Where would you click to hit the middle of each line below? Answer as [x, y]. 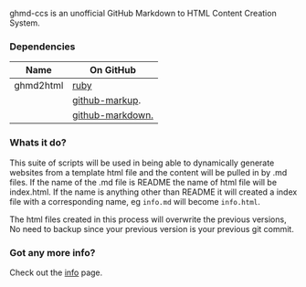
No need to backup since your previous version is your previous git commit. [152, 229]
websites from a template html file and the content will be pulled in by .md [148, 172]
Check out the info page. [56, 272]
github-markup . [107, 101]
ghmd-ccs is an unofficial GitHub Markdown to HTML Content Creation [143, 13]
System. [25, 23]
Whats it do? [38, 143]
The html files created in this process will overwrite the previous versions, [148, 219]
